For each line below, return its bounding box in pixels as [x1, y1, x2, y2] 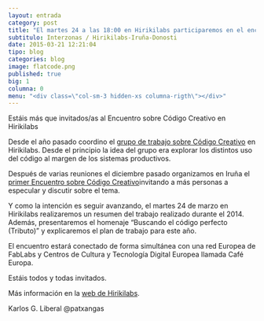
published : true [8, 70, 61, 78]
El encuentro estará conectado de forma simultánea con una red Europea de [8, 242, 256, 251]
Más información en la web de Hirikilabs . [8, 289, 140, 298]
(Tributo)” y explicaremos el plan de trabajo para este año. [8, 226, 197, 236]
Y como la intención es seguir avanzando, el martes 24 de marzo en [8, 201, 229, 211]
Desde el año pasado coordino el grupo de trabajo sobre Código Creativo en [8, 137, 256, 146]
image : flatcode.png [8, 63, 76, 71]
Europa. [8, 258, 34, 267]
